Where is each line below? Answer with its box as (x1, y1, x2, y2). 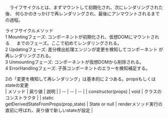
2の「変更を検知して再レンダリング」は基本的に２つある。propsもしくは (5, 76, 156, 82)
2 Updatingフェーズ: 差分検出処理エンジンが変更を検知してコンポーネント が (5, 47, 163, 52)
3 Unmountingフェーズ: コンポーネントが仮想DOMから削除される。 (5, 59, 144, 65)
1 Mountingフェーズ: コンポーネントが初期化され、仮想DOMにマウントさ (5, 34, 155, 40)
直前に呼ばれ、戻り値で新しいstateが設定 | (5, 107, 93, 113)
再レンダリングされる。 (5, 53, 54, 59)
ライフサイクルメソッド (5, 28, 54, 34)
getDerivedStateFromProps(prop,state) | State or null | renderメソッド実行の (5, 101, 163, 107)
